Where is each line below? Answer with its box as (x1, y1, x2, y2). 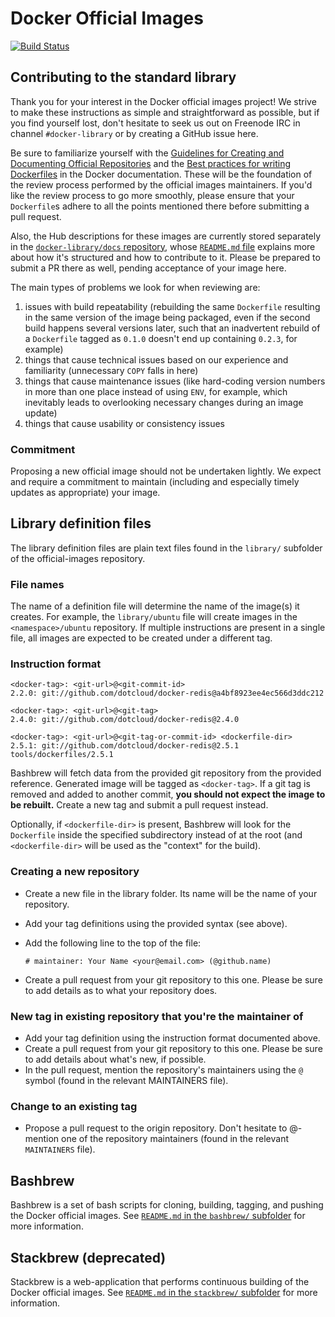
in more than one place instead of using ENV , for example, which (24, 385, 288, 397)
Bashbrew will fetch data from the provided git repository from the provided (10, 767, 322, 779)
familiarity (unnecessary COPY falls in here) (24, 364, 199, 376)
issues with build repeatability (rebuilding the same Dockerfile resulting (24, 300, 321, 312)
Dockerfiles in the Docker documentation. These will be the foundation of (10, 168, 313, 180)
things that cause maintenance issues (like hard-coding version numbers (24, 375, 326, 387)
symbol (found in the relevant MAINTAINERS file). (24, 1075, 229, 1087)
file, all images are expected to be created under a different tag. (10, 632, 273, 644)
